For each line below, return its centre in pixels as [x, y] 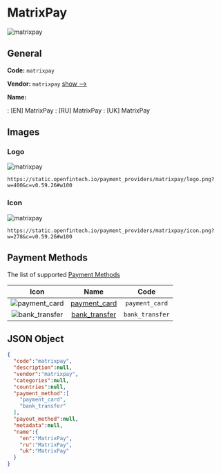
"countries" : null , [40, 387]
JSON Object [36, 339]
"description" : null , [43, 368]
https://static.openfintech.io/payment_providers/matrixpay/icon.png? [111, 230]
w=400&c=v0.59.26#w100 [40, 186]
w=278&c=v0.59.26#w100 [40, 236]
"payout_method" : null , [46, 419]
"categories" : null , [41, 380]
